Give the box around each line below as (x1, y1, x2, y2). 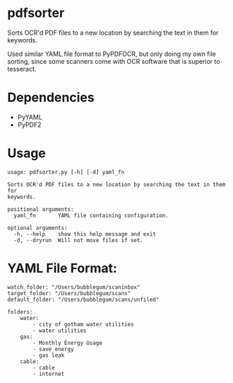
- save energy (32, 345, 74, 353)
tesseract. (7, 64, 37, 73)
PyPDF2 (17, 120, 42, 129)
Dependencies (7, 90, 95, 105)
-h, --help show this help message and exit (13, 230, 157, 238)
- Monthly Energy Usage (32, 339, 102, 346)
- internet (32, 370, 65, 377)
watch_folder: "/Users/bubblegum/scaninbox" (7, 283, 141, 291)
